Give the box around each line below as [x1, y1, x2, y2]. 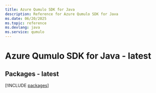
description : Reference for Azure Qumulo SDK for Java [5, 12, 119, 16]
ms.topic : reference [5, 20, 47, 26]
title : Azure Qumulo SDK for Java [5, 7, 75, 12]
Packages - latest [5, 70, 59, 78]
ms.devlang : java [5, 25, 40, 30]
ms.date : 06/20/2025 [5, 16, 47, 21]
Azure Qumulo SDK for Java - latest [5, 50, 152, 62]
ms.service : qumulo [5, 30, 45, 34]
